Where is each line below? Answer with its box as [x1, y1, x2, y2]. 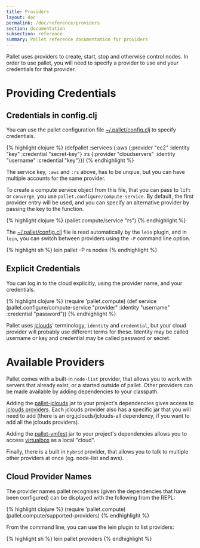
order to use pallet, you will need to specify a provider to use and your [6, 59, 179, 66]
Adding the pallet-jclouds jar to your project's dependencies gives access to [6, 399, 194, 406]
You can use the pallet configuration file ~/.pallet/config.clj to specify [6, 126, 176, 133]
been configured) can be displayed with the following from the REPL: [6, 494, 176, 501]
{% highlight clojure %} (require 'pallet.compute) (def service [6, 297, 157, 305]
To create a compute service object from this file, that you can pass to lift [6, 186, 191, 193]
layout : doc [6, 14, 36, 20]
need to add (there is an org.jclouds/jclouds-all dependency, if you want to [6, 412, 190, 419]
